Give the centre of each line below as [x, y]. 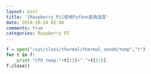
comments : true [25, 28]
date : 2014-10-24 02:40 [35, 22]
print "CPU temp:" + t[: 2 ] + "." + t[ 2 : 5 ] [62, 60]
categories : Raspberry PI [38, 33]
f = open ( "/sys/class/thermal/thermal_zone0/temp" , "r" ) [76, 50]
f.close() [18, 66]
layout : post [22, 11]
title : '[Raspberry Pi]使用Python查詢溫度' [57, 17]
